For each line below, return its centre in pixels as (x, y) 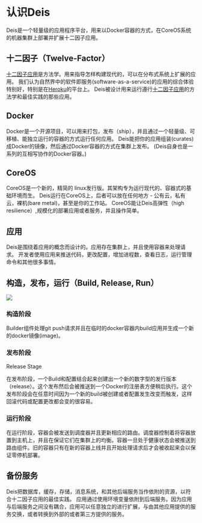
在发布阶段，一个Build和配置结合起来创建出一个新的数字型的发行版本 (91, 379)
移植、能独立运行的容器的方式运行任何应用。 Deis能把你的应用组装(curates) (100, 138)
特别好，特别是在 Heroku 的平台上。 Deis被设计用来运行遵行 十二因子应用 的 (98, 89)
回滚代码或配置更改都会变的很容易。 (51, 401)
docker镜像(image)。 (38, 336)
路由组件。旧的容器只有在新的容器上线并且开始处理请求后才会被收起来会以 (98, 447)
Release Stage (24, 366)
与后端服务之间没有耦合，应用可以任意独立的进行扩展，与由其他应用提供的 (98, 506)
